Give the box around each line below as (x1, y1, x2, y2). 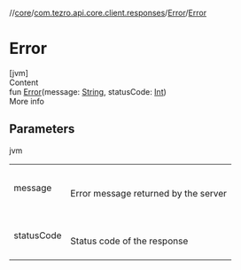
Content (9, 77, 39, 88)
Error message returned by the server (70, 187, 228, 199)
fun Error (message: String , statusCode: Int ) (9, 86, 167, 96)
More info (9, 96, 45, 106)
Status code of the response (70, 235, 189, 247)
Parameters (9, 121, 75, 136)
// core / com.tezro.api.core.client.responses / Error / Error (9, 8, 206, 18)
